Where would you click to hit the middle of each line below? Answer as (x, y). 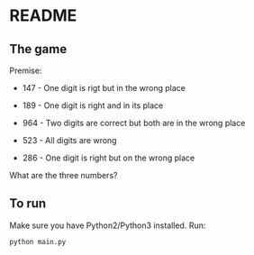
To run (28, 204)
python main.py (38, 241)
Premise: (26, 70)
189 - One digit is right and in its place (93, 105)
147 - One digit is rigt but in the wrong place (104, 88)
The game (38, 49)
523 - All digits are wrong (69, 140)
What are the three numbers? (63, 175)
